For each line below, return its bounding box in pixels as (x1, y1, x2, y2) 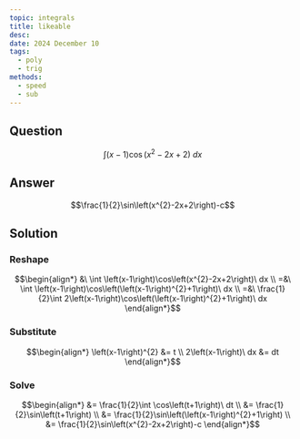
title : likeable (9, 22, 71, 31)
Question (9, 123, 63, 138)
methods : (9, 73, 43, 82)
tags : (9, 47, 30, 56)
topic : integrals (9, 13, 75, 23)
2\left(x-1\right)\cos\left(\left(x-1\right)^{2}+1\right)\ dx (64, 293, 268, 304)
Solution (9, 226, 58, 241)
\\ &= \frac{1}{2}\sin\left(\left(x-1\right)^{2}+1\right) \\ (94, 409, 291, 420)
